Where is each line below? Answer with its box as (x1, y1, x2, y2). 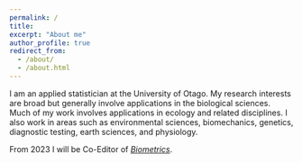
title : (9, 22, 34, 31)
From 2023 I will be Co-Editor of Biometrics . (9, 143, 173, 154)
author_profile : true (9, 38, 91, 48)
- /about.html (17, 64, 70, 73)
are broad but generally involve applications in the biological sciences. (9, 97, 270, 108)
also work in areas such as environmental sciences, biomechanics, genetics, (9, 116, 294, 127)
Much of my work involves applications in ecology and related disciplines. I (9, 107, 288, 118)
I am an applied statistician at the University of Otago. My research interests (9, 87, 291, 99)
